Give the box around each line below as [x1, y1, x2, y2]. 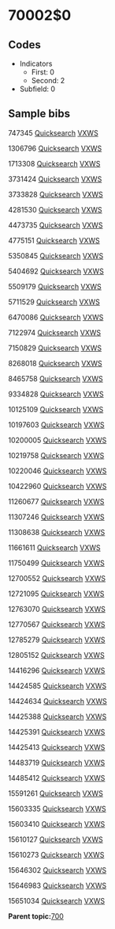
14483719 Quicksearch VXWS [8, 758, 106, 767]
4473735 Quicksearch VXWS [8, 220, 103, 230]
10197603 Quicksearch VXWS [8, 419, 105, 430]
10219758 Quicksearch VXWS [8, 450, 105, 460]
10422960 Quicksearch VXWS [8, 481, 107, 491]
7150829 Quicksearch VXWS [8, 343, 102, 353]
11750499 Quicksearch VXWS [8, 558, 105, 568]
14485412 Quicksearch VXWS [8, 773, 106, 782]
